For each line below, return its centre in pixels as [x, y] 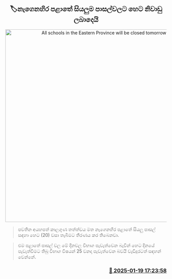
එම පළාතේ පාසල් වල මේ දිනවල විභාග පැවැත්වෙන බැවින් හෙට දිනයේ [86, 245]
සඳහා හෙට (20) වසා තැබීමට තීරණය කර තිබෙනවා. [68, 235]
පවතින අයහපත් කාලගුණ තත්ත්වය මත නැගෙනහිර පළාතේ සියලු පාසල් [87, 229]
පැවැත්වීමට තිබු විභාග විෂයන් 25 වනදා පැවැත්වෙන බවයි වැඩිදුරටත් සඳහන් [89, 251]
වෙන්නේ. [27, 257]
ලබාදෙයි [86, 20]
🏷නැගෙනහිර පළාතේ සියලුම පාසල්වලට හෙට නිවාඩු [86, 9]
